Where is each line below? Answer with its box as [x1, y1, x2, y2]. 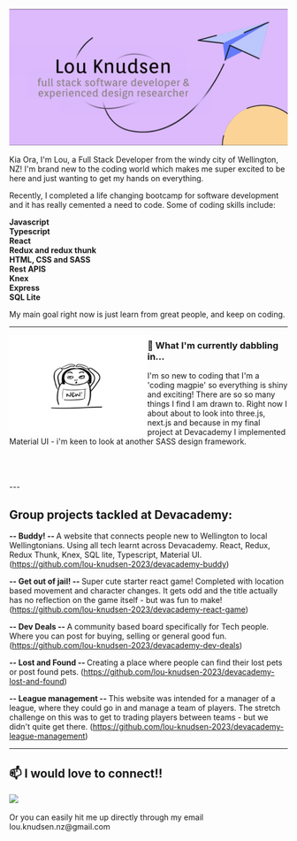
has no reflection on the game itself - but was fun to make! [9, 595, 223, 606]
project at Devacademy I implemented [147, 427, 286, 438]
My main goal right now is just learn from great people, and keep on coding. [9, 310, 286, 320]
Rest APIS [9, 264, 47, 274]
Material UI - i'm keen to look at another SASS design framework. [9, 436, 247, 447]
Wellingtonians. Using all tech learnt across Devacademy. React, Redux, [9, 540, 271, 551]
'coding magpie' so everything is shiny [147, 380, 288, 391]
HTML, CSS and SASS [9, 255, 91, 265]
